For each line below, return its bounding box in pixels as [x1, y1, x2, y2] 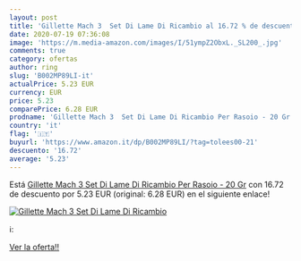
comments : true [9, 46, 66, 55]
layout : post [9, 13, 58, 22]
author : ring [9, 63, 58, 72]
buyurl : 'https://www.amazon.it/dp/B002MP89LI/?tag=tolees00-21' [9, 138, 258, 147]
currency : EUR [9, 88, 63, 97]
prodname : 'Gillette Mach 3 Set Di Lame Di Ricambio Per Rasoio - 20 [9, 113, 279, 122]
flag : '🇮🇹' [9, 130, 54, 139]
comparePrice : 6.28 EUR [9, 105, 99, 114]
